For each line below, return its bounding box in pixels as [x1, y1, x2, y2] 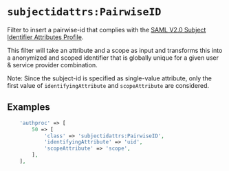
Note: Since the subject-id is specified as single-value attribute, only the [7, 74, 212, 82]
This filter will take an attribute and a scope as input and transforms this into [7, 46, 223, 54]
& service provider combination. [7, 60, 98, 69]
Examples [7, 102, 50, 113]
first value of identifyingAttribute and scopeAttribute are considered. [7, 81, 210, 89]
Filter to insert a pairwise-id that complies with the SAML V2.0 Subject [7, 25, 206, 34]
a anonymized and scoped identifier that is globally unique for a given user [7, 54, 219, 62]
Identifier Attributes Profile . [7, 33, 84, 41]
